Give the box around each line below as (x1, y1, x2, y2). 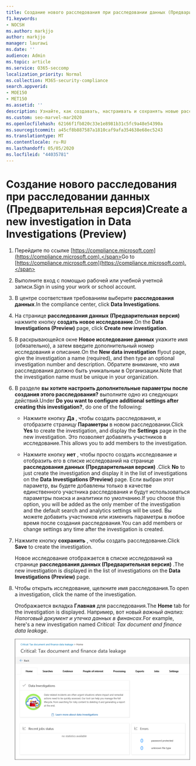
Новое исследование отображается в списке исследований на (14, 554, 173, 561)
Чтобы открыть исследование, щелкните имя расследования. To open (14, 584, 190, 591)
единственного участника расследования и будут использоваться (23, 488, 190, 495)
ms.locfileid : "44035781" (6, 152, 69, 158)
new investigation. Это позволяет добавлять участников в (23, 433, 167, 440)
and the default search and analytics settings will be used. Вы (23, 507, 172, 514)
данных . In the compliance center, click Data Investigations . (14, 301, 160, 308)
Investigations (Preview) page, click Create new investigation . (14, 324, 168, 331)
